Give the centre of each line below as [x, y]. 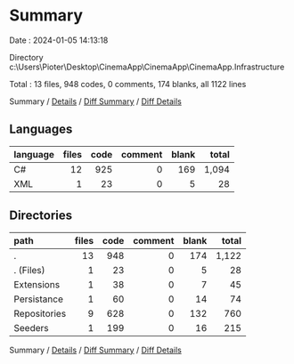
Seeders [31, 328]
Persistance [39, 299]
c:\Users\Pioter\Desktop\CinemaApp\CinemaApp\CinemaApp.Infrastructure [147, 67]
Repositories [40, 313]
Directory [26, 57]
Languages [41, 129]
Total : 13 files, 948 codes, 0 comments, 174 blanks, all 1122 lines [128, 84]
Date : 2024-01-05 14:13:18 [59, 40]
